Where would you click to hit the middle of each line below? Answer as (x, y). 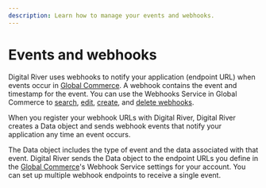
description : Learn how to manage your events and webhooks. (112, 15)
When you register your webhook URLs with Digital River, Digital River (122, 117)
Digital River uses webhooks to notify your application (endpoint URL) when (132, 77)
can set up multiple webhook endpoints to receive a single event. (114, 175)
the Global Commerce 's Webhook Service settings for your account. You (127, 167)
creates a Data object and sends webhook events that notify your (115, 126)
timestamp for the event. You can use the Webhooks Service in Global (123, 94)
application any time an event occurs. (69, 134)
